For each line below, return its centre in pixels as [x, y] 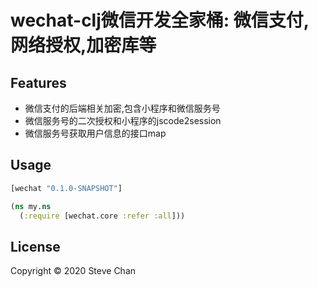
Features [38, 82]
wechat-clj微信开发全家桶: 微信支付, [160, 20]
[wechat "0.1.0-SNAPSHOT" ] [66, 188]
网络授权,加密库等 [83, 45]
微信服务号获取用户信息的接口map [95, 133]
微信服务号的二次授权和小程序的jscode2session [123, 120]
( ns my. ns [31, 206]
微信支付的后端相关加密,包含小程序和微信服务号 [122, 108]
